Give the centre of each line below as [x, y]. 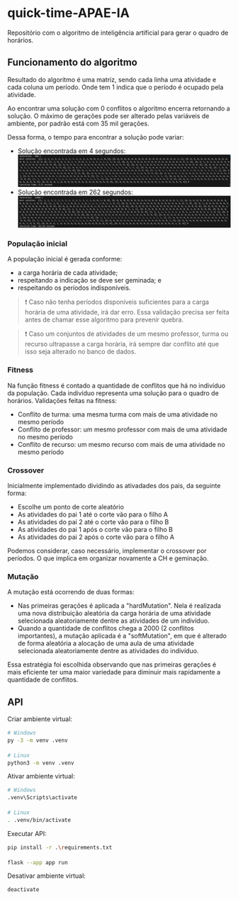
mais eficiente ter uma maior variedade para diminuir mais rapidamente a [114, 672]
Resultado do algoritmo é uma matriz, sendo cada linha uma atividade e [112, 79]
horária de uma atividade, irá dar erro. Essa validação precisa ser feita [127, 312]
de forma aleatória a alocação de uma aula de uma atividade [106, 643]
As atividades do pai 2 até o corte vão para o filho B [93, 521]
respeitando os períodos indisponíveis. [74, 288]
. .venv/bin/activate [39, 820]
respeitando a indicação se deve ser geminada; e [89, 281]
